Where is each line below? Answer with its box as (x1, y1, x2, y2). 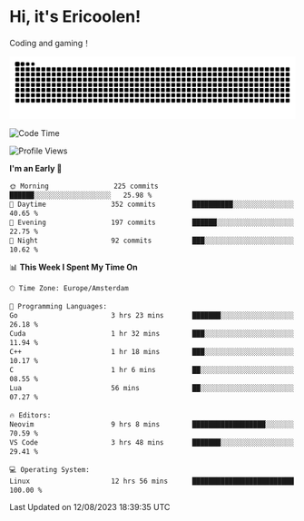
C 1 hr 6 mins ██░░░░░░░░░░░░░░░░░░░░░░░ (9, 365, 295, 374)
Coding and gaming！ (9, 37, 91, 48)
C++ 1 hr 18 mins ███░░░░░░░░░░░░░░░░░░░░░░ (9, 347, 295, 356)
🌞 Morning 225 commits (9, 182, 159, 191)
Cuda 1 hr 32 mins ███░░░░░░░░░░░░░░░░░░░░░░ (9, 329, 295, 338)
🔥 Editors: (9, 410, 52, 419)
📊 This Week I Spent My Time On (9, 261, 138, 272)
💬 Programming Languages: (9, 301, 107, 310)
